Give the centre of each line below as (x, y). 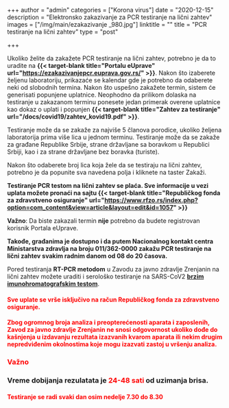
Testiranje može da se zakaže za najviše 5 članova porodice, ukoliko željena (114, 130)
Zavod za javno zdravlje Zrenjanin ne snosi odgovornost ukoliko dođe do (112, 330)
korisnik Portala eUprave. (43, 228)
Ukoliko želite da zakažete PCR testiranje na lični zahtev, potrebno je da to (111, 58)
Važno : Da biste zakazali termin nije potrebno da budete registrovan (104, 221)
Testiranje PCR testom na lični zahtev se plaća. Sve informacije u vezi (108, 185)
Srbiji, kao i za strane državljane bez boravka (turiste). (83, 152)
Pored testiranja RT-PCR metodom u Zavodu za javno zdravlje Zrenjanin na (113, 269)
